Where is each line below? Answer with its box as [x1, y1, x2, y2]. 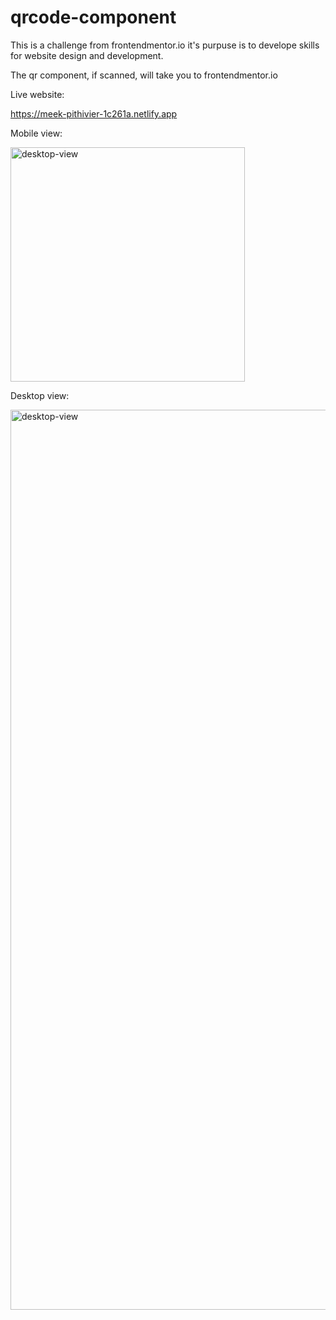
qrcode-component [10, 6, 177, 29]
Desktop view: [10, 389, 70, 401]
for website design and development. [10, 49, 164, 61]
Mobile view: [10, 127, 63, 139]
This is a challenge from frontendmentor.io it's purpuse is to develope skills [10, 39, 320, 51]
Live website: [10, 88, 65, 100]
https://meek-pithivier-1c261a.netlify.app [10, 107, 178, 120]
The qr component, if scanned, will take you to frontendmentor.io [10, 69, 278, 81]
